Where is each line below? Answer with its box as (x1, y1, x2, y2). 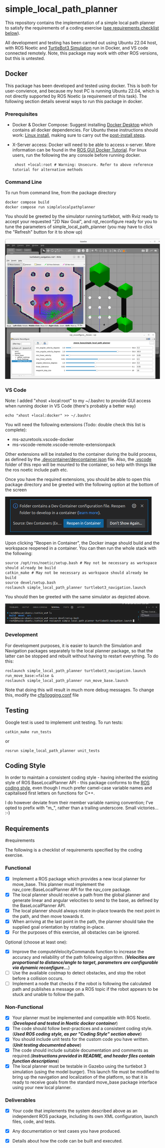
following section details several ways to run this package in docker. (5, 98, 143, 104)
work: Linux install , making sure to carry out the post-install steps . (12, 132, 146, 138)
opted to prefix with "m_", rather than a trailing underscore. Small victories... (5, 805, 159, 811)
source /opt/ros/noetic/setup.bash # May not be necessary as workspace (5, 560, 157, 566)
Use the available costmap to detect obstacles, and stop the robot (12, 970, 146, 975)
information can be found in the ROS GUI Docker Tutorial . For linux (12, 147, 147, 153)
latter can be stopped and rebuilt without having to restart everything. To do (5, 653, 159, 659)
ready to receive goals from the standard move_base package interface (12, 1079, 157, 1085)
